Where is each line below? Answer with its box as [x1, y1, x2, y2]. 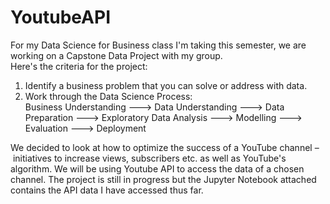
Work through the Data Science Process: [24, 90, 193, 102]
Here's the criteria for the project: [10, 60, 148, 72]
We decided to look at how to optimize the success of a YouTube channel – [10, 141, 320, 153]
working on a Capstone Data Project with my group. [10, 49, 223, 61]
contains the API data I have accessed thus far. [10, 184, 204, 196]
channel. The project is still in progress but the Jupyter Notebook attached [10, 173, 317, 185]
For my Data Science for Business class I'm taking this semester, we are [10, 39, 307, 51]
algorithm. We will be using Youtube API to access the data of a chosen [10, 162, 305, 175]
